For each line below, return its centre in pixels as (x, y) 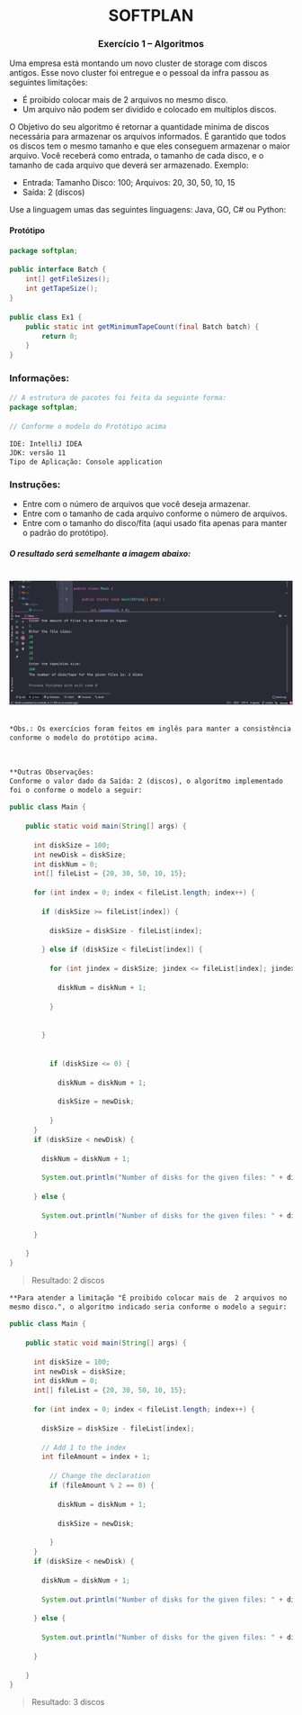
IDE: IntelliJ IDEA (46, 444)
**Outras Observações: (52, 772)
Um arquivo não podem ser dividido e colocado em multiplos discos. (149, 110)
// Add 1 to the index (84, 1447)
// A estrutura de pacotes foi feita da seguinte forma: (118, 398)
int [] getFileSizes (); (68, 279)
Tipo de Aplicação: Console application (86, 462)
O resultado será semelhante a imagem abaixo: (100, 553)
